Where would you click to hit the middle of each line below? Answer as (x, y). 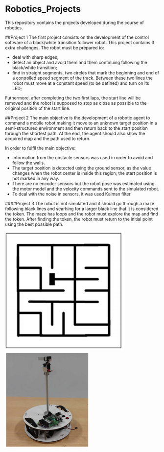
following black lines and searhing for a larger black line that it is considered (82, 209)
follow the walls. (28, 163)
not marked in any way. (36, 178)
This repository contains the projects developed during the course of (75, 23)
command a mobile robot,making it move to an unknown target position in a (81, 123)
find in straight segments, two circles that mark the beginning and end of (85, 72)
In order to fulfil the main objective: (40, 148)
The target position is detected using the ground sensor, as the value (82, 168)
